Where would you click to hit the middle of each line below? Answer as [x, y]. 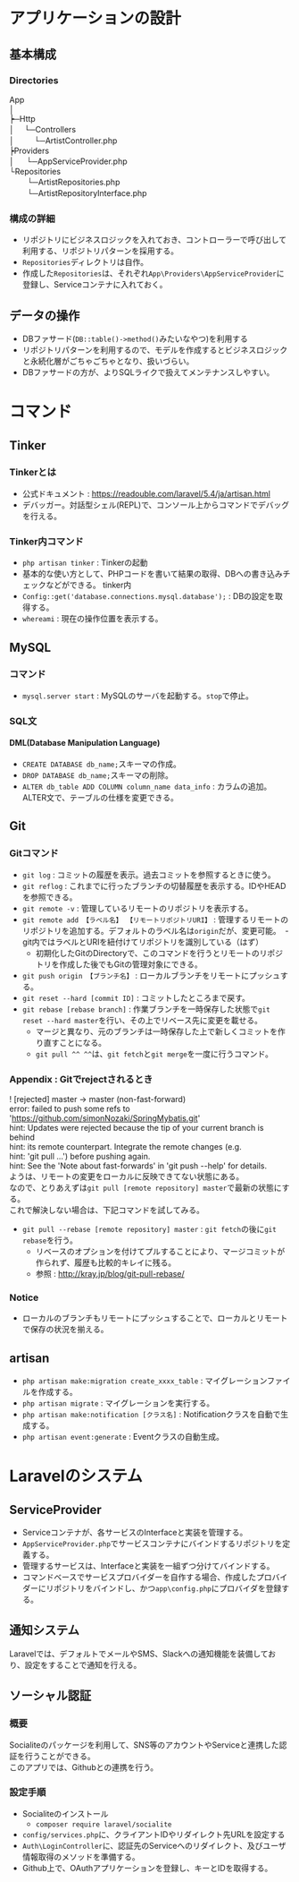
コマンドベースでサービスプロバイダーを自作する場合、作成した [139, 1578]
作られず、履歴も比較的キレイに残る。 [106, 1262]
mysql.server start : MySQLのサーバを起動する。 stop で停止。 [138, 696]
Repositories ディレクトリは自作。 [85, 262]
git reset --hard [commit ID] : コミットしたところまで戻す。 [136, 997]
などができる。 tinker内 [89, 585]
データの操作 [45, 316]
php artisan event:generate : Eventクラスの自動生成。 [123, 1437]
